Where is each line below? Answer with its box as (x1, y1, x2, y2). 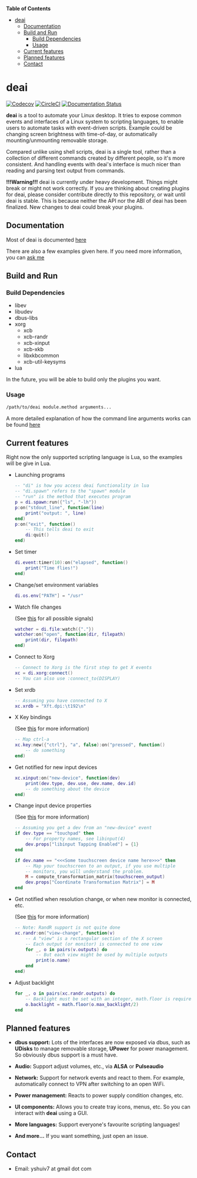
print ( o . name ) (36, 958, 71, 963)
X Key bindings (14, 714, 52, 721)
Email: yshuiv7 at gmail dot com (14, 1165, 92, 1172)
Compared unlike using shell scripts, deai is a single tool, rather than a (6, 148, 176, 155)
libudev (14, 308, 33, 315)
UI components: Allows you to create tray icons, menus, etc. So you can (14, 1103, 191, 1110)
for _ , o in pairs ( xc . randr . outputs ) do (14, 990, 116, 996)
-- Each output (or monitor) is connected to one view (25, 941, 163, 947)
